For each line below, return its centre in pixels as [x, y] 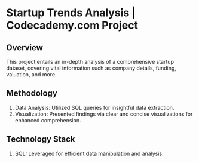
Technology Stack [41, 139]
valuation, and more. [31, 74]
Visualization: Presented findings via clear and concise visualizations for [104, 114]
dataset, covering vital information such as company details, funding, [91, 68]
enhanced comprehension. [48, 120]
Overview [25, 47]
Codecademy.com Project [72, 25]
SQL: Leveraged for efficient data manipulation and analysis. [89, 153]
